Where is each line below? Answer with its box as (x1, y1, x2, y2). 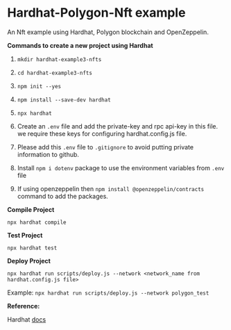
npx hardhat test (7, 245, 58, 251)
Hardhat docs (7, 315, 46, 324)
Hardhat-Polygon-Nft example (7, 5, 186, 21)
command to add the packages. (17, 192, 109, 200)
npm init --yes (17, 83, 62, 90)
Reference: (7, 302, 40, 310)
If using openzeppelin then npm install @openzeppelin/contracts (17, 184, 205, 192)
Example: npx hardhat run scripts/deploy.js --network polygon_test (7, 288, 209, 297)
